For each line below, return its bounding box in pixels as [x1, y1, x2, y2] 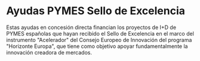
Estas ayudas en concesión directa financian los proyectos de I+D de [6, 24, 177, 31]
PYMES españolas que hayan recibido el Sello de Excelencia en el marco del [6, 30, 194, 37]
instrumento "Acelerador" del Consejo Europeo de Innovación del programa [6, 36, 192, 43]
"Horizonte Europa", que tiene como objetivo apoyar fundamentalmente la [6, 43, 188, 50]
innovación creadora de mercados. [6, 49, 93, 56]
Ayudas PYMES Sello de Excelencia [6, 4, 185, 18]
